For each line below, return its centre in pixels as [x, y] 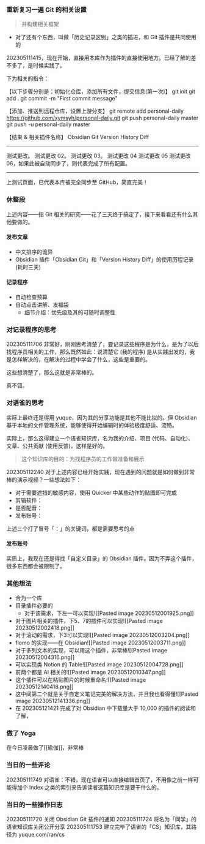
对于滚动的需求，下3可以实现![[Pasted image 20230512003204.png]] [103, 635]
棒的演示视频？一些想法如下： [44, 480]
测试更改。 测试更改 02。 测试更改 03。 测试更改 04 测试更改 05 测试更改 [99, 156]
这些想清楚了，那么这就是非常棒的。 [52, 372]
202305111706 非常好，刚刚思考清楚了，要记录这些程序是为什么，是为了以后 [103, 344]
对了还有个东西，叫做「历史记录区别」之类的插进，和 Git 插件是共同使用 [106, 37]
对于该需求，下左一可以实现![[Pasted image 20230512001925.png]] [109, 613]
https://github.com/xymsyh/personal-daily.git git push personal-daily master [103, 118]
